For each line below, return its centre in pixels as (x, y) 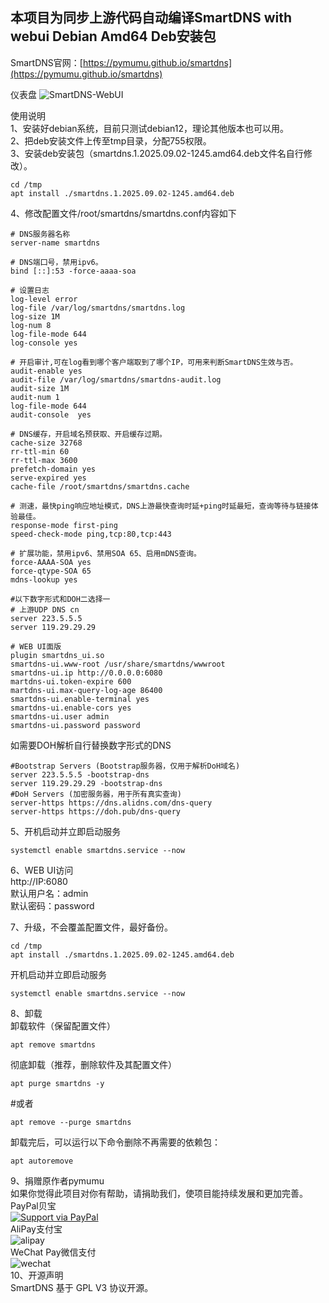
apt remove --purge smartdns (71, 1122)
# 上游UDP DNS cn (45, 609)
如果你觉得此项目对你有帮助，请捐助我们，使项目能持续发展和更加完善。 (159, 1193)
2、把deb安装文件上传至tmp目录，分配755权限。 (111, 140)
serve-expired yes (48, 478)
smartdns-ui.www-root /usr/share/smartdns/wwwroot (118, 664)
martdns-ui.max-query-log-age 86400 (86, 690)
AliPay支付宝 (36, 1229)
